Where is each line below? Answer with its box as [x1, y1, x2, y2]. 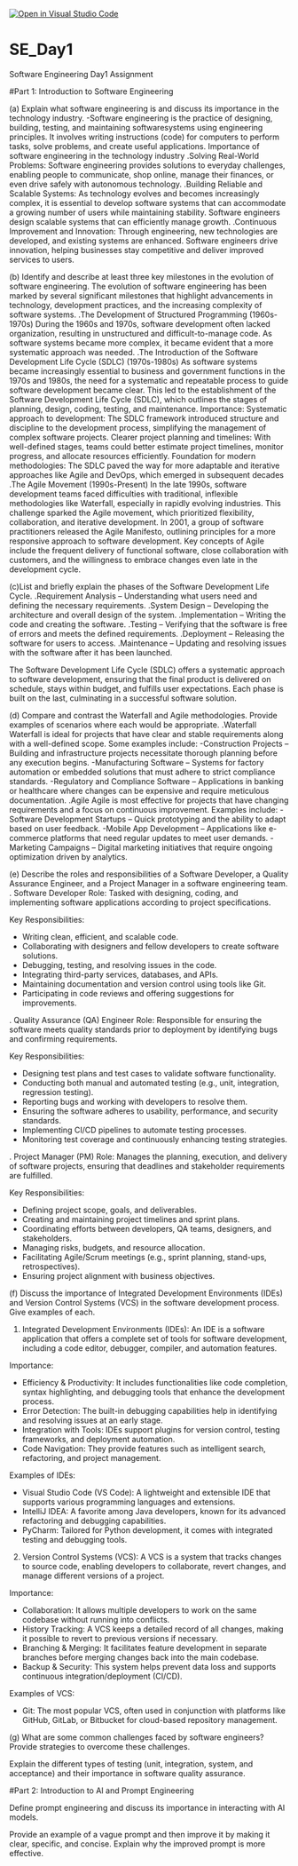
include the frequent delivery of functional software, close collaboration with [9, 544, 289, 555]
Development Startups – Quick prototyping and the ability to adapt [43, 814, 286, 824]
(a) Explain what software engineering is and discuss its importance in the [9, 103, 279, 114]
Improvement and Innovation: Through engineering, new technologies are [9, 226, 278, 236]
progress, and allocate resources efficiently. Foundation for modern [9, 450, 256, 461]
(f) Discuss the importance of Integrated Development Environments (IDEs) [9, 1288, 284, 1298]
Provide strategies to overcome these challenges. [9, 1741, 191, 1751]
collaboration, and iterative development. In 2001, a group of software [9, 516, 264, 528]
